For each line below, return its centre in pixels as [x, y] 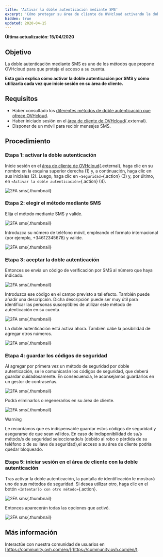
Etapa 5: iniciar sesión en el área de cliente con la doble [72, 462]
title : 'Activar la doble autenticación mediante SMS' [62, 9]
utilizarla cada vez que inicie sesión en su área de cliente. [64, 84]
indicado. [14, 275]
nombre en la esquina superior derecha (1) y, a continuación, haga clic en [78, 171]
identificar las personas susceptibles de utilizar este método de [68, 304]
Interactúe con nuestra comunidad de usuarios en [55, 544]
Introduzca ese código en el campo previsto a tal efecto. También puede [77, 294]
